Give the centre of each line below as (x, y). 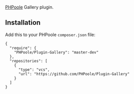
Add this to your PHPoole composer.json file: (50, 35)
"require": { (23, 48)
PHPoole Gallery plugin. (29, 7)
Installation (23, 23)
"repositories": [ (29, 61)
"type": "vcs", (34, 70)
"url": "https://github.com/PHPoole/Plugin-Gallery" (74, 74)
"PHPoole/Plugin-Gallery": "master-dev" (56, 52)
